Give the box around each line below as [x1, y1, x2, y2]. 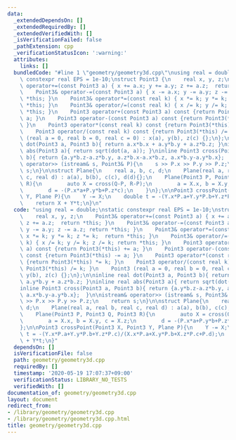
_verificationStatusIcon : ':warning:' [13, 50, 128, 57]
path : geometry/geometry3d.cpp [13, 356, 105, 364]
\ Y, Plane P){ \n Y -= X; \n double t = [20, 193, 156, 200]
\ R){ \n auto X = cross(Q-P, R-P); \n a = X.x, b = [20, 180, 216, 187]
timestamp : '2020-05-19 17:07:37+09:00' [13, 370, 133, 377]
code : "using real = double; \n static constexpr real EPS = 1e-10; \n [13, 207, 218, 214]
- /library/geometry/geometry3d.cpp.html [7, 415, 131, 422]
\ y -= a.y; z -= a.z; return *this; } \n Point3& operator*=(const [20, 226, 231, 233]
